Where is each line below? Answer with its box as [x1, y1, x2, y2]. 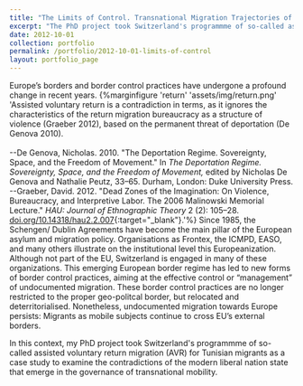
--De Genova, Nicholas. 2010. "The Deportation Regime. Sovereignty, [9, 147, 267, 158]
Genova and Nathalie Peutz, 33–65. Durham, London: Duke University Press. [9, 176, 294, 186]
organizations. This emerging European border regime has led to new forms [9, 263, 291, 273]
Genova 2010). [9, 128, 64, 138]
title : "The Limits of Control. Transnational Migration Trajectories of [9, 13, 293, 23]
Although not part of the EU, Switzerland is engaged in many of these [9, 253, 268, 263]
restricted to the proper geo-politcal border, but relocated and [9, 291, 240, 302]
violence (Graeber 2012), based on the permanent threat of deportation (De [9, 118, 290, 129]
